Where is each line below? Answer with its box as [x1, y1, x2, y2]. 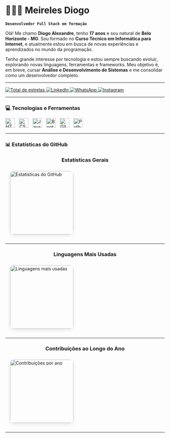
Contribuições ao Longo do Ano [45, 345, 125, 352]
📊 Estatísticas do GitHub [5, 141, 68, 148]
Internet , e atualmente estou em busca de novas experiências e [5, 41, 139, 47]
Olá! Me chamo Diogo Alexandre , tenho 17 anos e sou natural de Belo [5, 30, 151, 36]
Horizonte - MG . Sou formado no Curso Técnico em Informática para [5, 35, 151, 42]
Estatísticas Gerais [61, 156, 109, 164]
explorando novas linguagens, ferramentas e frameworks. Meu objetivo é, [5, 61, 159, 67]
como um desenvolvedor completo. [5, 72, 79, 78]
